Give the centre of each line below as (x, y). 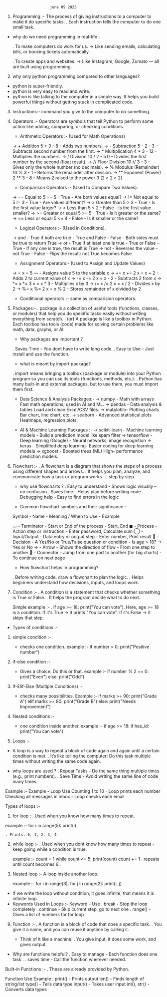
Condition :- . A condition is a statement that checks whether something (86, 592)
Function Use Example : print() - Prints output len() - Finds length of (75, 979)
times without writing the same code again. (57, 761)
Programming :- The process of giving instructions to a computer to (82, 16)
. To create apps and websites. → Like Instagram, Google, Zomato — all (86, 61)
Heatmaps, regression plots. (49, 420)
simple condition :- (32, 637)
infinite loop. (25, 898)
